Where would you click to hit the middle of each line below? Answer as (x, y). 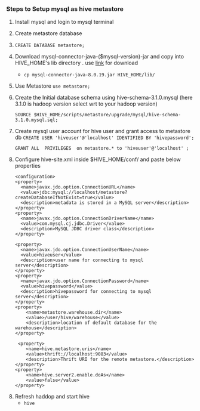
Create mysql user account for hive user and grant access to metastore (103, 131)
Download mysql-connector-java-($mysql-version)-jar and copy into (99, 57)
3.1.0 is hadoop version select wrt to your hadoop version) (86, 104)
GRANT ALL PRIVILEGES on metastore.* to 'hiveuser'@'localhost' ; (102, 149)
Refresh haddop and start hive (52, 397)
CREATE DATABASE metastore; (50, 46)
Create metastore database (48, 33)
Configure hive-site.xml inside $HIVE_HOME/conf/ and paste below (98, 159)
